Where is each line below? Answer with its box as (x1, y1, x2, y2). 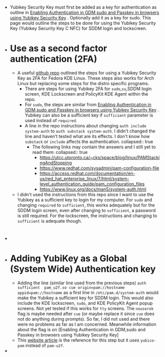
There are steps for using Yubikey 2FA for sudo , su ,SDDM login (24, 86, 152, 92)
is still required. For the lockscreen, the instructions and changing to (17, 213, 158, 219)
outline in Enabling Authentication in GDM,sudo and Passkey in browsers (9, 9, 160, 15)
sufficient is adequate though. (17, 218, 82, 224)
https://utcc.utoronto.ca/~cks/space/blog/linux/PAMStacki (39, 154, 160, 160)
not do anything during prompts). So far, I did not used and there (17, 316, 150, 322)
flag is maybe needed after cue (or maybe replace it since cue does (17, 311, 155, 317)
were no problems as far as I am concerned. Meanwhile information (17, 321, 157, 328)
